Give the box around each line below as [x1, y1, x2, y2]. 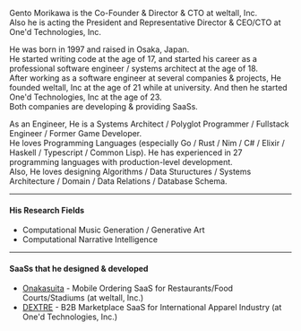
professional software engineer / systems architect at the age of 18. [9, 63, 258, 74]
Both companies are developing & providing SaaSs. [9, 101, 199, 111]
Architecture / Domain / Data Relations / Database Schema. [9, 176, 228, 187]
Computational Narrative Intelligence [21, 234, 159, 245]
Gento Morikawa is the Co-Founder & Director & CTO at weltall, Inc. [9, 8, 258, 18]
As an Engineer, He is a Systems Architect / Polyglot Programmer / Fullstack [9, 118, 289, 129]
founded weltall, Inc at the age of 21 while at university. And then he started [9, 83, 288, 92]
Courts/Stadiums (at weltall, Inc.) [21, 292, 144, 303]
